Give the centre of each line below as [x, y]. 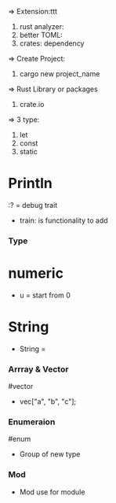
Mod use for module [52, 492]
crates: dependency [52, 43]
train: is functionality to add [63, 220]
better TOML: [41, 35]
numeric [36, 274]
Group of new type [50, 454]
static [28, 152]
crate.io [32, 104]
